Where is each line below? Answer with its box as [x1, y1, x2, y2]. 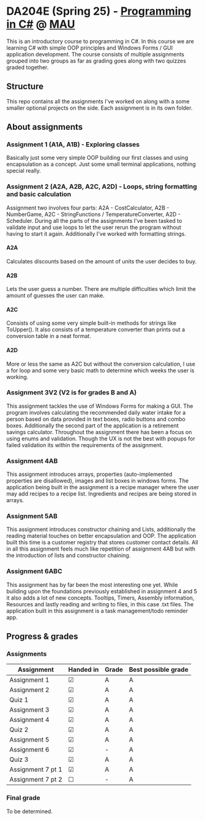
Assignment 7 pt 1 [9, 765, 62, 774]
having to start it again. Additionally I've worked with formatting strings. [6, 230, 187, 237]
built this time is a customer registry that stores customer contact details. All [6, 539, 199, 546]
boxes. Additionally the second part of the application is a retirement [6, 421, 179, 429]
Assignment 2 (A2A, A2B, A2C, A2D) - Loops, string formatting [6, 182, 197, 191]
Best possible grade [129, 666, 188, 674]
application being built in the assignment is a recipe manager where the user [6, 484, 199, 491]
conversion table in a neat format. [6, 333, 92, 340]
